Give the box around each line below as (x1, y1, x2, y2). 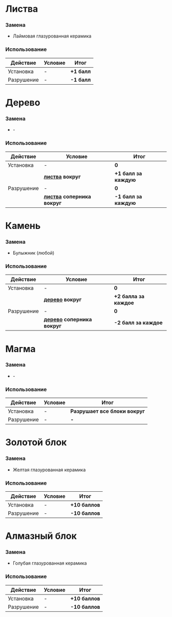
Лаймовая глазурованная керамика (12, 33, 92, 39)
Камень (5, 220, 41, 232)
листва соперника (44, 193, 91, 200)
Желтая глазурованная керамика (12, 467, 86, 473)
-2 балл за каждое (114, 319, 163, 326)
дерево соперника (44, 316, 92, 323)
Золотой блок (5, 437, 67, 448)
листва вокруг (44, 173, 81, 180)
